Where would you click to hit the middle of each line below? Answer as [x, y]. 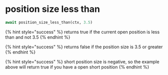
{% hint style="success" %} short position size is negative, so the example [82, 62]
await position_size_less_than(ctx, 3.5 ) [49, 22]
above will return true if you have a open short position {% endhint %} [77, 67]
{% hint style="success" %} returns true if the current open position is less [82, 32]
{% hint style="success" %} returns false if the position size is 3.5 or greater [84, 47]
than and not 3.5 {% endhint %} [38, 37]
